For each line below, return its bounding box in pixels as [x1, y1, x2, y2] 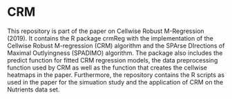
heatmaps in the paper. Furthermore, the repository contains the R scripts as [7, 70, 225, 79]
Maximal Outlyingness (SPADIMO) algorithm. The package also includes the [7, 49, 223, 57]
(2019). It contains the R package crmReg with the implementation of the [7, 34, 214, 42]
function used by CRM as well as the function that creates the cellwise [7, 63, 207, 71]
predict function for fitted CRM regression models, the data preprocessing [7, 56, 218, 64]
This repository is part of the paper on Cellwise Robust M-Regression [7, 27, 205, 35]
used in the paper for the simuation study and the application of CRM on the [7, 78, 224, 86]
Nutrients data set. [7, 85, 60, 93]
